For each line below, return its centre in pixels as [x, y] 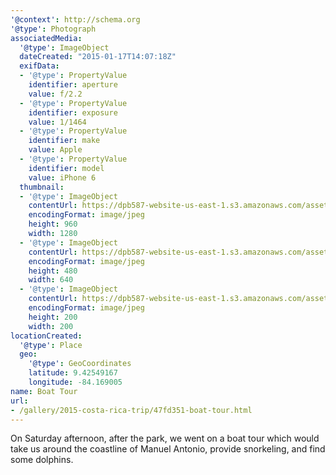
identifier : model [66, 168]
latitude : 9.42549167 [73, 373]
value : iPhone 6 [62, 177]
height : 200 [53, 317]
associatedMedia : [46, 38]
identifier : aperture [73, 85]
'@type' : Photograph [53, 29]
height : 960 [53, 224]
